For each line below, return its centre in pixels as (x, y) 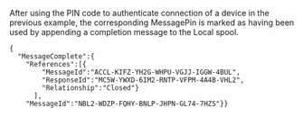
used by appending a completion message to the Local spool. (124, 32)
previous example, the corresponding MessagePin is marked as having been (152, 22)
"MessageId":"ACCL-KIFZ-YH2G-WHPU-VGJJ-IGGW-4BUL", (142, 72)
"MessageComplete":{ (56, 57)
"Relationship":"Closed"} (91, 88)
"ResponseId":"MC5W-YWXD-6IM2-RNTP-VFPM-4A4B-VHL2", (143, 80)
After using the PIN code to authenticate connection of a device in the (139, 13)
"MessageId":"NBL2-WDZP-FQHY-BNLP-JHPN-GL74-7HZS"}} (127, 103)
